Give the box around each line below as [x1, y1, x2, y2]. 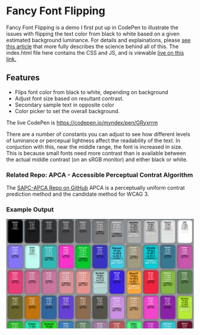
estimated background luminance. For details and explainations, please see [6, 36, 191, 43]
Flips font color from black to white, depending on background [14, 88, 168, 96]
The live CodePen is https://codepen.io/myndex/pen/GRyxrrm [6, 119, 158, 126]
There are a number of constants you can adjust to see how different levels [6, 130, 190, 137]
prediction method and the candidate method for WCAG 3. [6, 190, 149, 198]
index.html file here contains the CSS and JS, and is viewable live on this [6, 49, 185, 56]
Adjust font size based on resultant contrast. [14, 95, 124, 102]
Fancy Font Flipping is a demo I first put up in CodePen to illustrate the [6, 24, 179, 31]
